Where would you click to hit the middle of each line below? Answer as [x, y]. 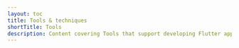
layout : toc [25, 14]
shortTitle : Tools [34, 27]
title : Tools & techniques [47, 20]
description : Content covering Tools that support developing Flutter [114, 34]
